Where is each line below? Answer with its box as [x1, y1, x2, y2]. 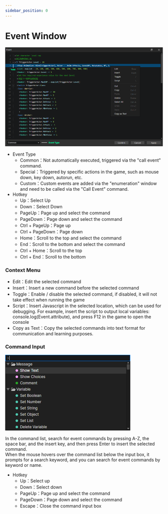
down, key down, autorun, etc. [19, 174, 82, 180]
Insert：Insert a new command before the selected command [12, 285, 139, 291]
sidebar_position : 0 [5, 8, 48, 13]
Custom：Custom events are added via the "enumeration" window [19, 180, 157, 186]
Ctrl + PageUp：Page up [19, 222, 71, 228]
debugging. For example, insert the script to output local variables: [12, 308, 150, 314]
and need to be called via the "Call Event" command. [19, 186, 129, 192]
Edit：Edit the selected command [12, 279, 81, 285]
